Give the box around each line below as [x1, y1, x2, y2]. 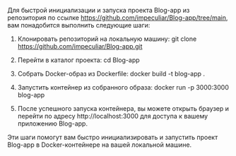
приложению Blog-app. [17, 119, 88, 128]
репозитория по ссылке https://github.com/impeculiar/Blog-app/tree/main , [7, 13, 228, 22]
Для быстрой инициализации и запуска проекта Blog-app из [7, 6, 190, 14]
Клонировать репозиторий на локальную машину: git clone [17, 35, 197, 43]
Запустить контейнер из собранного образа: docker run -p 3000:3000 [17, 83, 230, 91]
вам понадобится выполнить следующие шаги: [7, 21, 151, 29]
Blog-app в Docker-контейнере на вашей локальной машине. [7, 140, 192, 149]
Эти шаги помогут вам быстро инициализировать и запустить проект [7, 133, 218, 141]
